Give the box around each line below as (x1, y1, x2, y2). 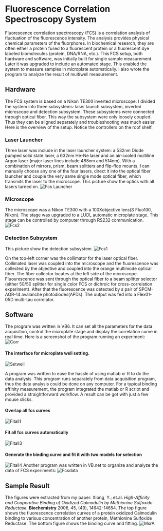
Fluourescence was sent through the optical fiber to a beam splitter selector (5, 276, 157, 282)
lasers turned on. (5, 184, 39, 190)
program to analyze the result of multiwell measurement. (5, 71, 118, 77)
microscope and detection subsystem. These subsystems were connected (5, 109, 155, 114)
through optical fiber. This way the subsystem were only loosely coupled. (5, 114, 152, 120)
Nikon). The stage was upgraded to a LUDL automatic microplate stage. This (5, 212, 159, 218)
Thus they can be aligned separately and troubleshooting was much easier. (5, 119, 156, 125)
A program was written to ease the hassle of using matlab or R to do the (5, 370, 149, 376)
